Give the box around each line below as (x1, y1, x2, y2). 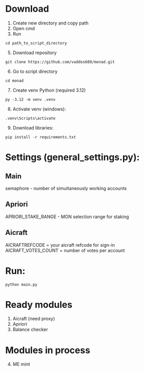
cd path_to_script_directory (5, 40, 67, 46)
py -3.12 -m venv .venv (5, 97, 56, 102)
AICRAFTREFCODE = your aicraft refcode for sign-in (5, 242, 116, 248)
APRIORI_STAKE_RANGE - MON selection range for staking (5, 214, 129, 220)
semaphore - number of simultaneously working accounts (5, 185, 127, 191)
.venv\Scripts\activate (5, 116, 56, 121)
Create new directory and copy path (12, 20, 89, 26)
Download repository (12, 49, 57, 56)
